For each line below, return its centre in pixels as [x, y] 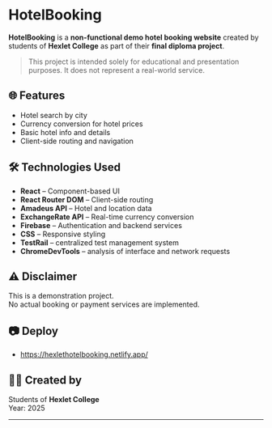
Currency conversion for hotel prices [81, 124]
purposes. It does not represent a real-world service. [116, 70]
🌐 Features [37, 96]
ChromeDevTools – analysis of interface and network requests [125, 251]
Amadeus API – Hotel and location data [86, 208]
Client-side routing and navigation [76, 141]
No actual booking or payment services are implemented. [104, 304]
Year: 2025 [27, 408]
